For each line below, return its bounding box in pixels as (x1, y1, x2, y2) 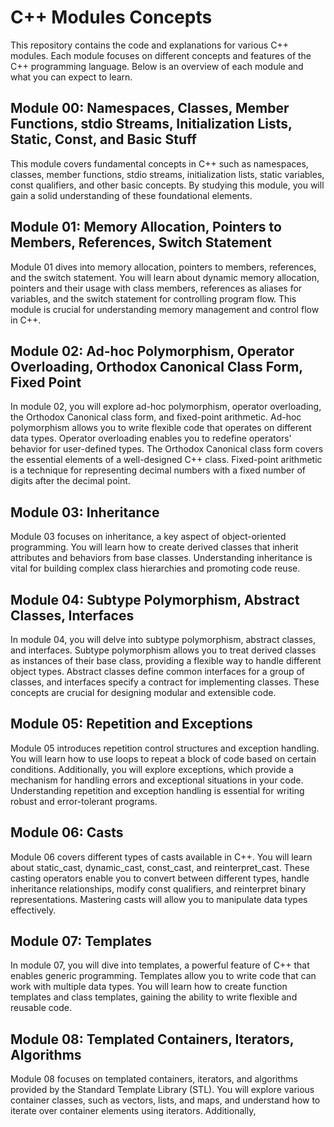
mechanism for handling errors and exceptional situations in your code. (10, 774, 304, 786)
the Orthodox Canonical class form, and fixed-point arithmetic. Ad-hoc (10, 411, 302, 423)
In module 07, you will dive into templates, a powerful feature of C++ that (10, 959, 310, 971)
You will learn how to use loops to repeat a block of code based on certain (10, 752, 317, 765)
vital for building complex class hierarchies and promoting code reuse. (10, 562, 301, 575)
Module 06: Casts (10, 824, 124, 841)
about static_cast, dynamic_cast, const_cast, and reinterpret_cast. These (10, 861, 310, 873)
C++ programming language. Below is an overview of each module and (10, 60, 304, 72)
